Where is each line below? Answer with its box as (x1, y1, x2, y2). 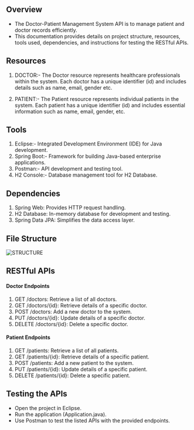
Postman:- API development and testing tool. (14, 165, 123, 172)
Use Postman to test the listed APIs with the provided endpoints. (14, 417, 170, 424)
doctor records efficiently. (14, 26, 77, 33)
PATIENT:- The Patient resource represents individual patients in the (14, 95, 179, 102)
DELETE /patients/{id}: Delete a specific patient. (14, 372, 131, 379)
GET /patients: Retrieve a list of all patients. (14, 347, 119, 354)
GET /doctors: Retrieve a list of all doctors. (14, 296, 117, 303)
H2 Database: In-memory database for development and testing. (14, 211, 171, 218)
